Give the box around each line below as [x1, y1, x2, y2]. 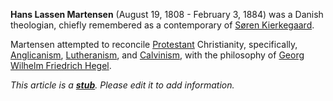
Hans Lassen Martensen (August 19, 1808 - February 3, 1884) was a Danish [10, 9, 324, 20]
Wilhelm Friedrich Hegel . [10, 60, 112, 71]
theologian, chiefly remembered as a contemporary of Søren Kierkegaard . [10, 19, 315, 31]
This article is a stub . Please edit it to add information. [10, 79, 235, 91]
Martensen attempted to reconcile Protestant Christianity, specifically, [10, 39, 298, 50]
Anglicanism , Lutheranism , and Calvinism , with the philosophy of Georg [10, 49, 305, 61]
